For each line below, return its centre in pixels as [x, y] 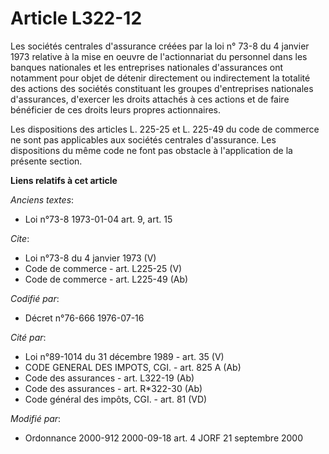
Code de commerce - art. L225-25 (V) [103, 268]
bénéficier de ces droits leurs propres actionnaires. [115, 109]
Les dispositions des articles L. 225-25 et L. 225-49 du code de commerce [165, 129]
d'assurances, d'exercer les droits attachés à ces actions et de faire [150, 99]
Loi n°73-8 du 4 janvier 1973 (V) [90, 258]
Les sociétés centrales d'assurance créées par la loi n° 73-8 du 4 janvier [160, 46]
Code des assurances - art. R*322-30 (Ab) [113, 388]
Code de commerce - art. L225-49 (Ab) [106, 279]
